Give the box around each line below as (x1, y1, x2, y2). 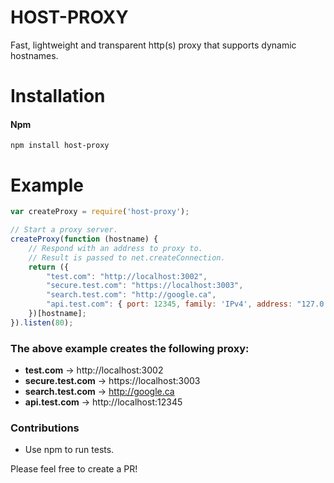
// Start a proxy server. (10, 225, 118, 235)
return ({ (28, 262, 70, 272)
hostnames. (10, 49, 59, 61)
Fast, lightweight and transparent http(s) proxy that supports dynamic (10, 39, 297, 51)
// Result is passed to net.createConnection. (28, 252, 226, 263)
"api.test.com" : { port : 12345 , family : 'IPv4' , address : (46, 299, 293, 310)
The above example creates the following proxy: (10, 341, 250, 355)
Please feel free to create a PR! (10, 463, 138, 475)
